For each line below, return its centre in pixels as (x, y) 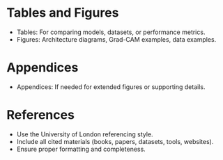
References (40, 115)
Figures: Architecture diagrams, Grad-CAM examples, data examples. (116, 39)
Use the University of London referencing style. (85, 134)
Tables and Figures (63, 13)
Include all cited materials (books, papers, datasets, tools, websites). (115, 141)
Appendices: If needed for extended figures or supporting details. (111, 87)
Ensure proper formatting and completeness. (81, 149)
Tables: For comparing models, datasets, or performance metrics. (111, 32)
